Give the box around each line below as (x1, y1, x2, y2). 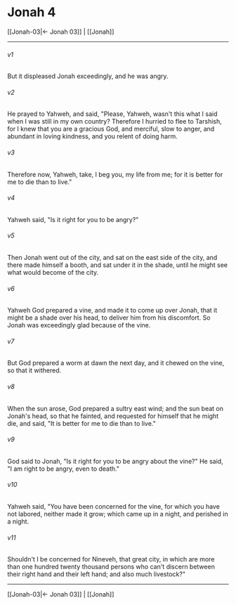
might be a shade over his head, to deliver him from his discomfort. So (7, 313, 211, 322)
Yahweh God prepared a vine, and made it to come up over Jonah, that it (7, 306, 218, 315)
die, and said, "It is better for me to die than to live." (7, 419, 156, 427)
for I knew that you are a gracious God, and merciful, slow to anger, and (7, 124, 215, 134)
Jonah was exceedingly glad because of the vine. (7, 321, 151, 330)
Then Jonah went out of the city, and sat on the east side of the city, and (7, 253, 218, 261)
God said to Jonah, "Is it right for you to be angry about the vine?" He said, (7, 457, 223, 465)
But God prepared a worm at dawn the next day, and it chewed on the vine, (7, 359, 225, 367)
